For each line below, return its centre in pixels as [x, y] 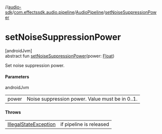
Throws [13, 112]
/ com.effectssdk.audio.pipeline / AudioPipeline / [59, 12]
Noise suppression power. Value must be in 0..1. [82, 99]
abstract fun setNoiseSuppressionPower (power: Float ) [60, 56]
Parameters [17, 77]
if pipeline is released [85, 124]
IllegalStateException [32, 124]
